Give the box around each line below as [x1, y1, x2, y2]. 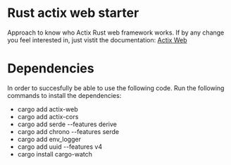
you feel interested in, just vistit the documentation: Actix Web [7, 35, 187, 44]
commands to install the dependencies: [7, 91, 122, 99]
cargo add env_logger [17, 135, 81, 143]
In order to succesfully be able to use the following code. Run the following [7, 83, 225, 92]
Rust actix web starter [7, 5, 139, 21]
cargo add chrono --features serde [17, 127, 120, 135]
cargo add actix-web [17, 104, 79, 114]
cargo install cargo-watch [17, 149, 93, 158]
